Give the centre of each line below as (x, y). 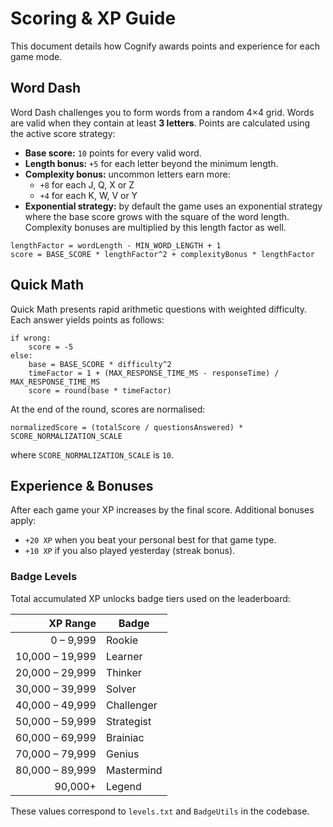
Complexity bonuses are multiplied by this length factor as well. (155, 227)
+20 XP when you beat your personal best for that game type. (150, 540)
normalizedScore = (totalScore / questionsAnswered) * (127, 427)
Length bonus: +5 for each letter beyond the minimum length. (151, 163)
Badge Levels (44, 577)
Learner (124, 656)
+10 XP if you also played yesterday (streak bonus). (130, 551)
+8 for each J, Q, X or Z (87, 184)
